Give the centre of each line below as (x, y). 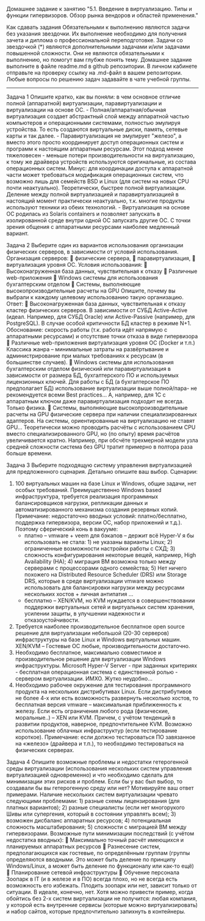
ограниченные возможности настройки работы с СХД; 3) (100, 548)
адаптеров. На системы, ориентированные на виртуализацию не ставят (101, 421)
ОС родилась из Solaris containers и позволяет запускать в (83, 214)
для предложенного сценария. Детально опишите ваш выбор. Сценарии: (102, 472)
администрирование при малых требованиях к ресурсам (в (85, 356)
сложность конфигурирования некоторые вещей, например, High (110, 555)
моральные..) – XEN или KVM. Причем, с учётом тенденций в (95, 718)
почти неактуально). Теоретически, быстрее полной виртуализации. (96, 188)
